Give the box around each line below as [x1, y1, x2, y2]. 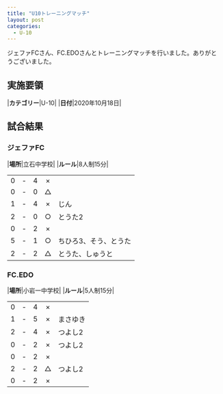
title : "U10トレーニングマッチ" [7, 10, 90, 17]
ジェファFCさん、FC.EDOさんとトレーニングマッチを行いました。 [7, 49, 194, 57]
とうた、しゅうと [57, 249, 114, 258]
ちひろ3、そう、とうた [57, 236, 131, 245]
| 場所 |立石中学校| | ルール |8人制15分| [7, 160, 109, 168]
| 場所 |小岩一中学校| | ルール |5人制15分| [7, 286, 115, 295]
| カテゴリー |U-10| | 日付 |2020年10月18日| [7, 99, 122, 107]
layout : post [7, 16, 44, 23]
